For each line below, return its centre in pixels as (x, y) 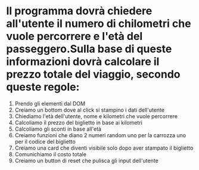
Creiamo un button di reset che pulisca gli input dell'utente (87, 160)
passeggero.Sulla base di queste (89, 49)
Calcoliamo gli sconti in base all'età (58, 129)
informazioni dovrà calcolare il (83, 62)
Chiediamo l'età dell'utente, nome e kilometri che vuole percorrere (96, 116)
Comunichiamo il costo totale (50, 154)
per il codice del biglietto (45, 141)
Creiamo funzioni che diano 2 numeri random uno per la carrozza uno (100, 135)
